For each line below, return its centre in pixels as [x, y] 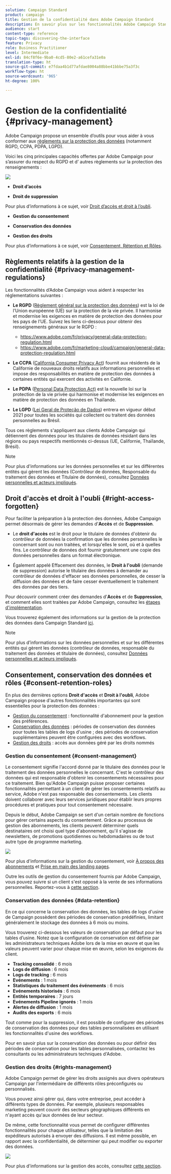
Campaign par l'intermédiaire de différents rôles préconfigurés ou [74, 1084]
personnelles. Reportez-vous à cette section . [52, 887]
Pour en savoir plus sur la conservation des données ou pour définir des [81, 1043]
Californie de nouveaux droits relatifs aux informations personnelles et [86, 368]
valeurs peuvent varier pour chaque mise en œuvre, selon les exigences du [84, 948]
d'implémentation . [24, 608]
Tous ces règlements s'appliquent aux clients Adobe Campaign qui [75, 430]
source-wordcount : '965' [32, 76]
